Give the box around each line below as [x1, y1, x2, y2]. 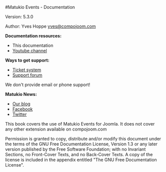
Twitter [12, 111, 27, 117]
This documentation [12, 43, 54, 48]
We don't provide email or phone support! [5, 82, 91, 87]
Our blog [12, 101, 31, 107]
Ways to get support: [5, 57, 50, 63]
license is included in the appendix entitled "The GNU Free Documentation [5, 157, 157, 163]
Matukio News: [5, 91, 37, 97]
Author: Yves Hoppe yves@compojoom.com [5, 23, 96, 29]
